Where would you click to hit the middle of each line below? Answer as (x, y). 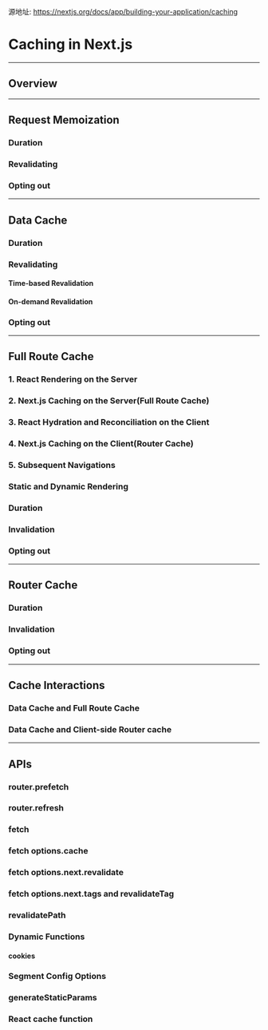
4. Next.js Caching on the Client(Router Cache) (101, 444)
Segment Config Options (57, 977)
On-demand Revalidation (51, 301)
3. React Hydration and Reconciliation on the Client (109, 422)
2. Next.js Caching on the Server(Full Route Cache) (109, 401)
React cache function (51, 1019)
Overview (33, 83)
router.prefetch (39, 786)
